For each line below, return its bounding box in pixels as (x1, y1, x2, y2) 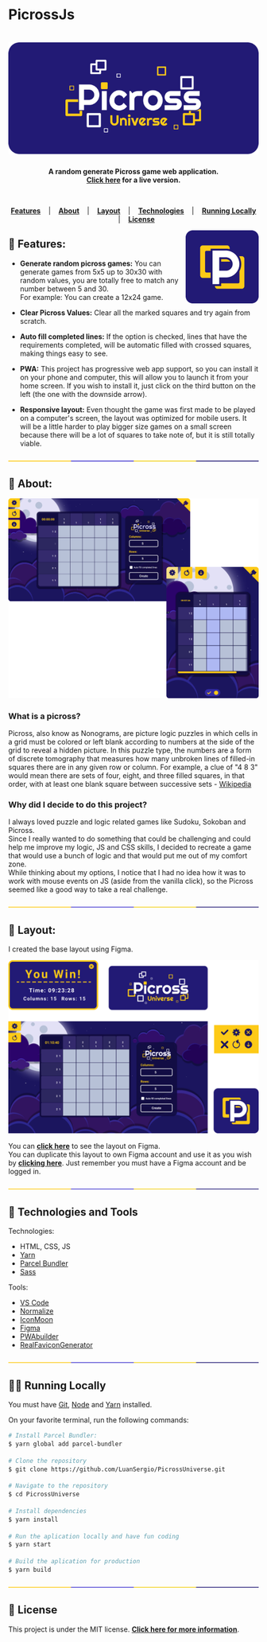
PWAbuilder (19, 1332, 60, 1341)
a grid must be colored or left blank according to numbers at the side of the (8, 737, 255, 746)
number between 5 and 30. (19, 284, 109, 294)
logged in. (8, 1167, 41, 1177)
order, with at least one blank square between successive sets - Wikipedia (8, 779, 252, 788)
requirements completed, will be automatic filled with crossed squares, (19, 340, 252, 349)
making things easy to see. (19, 348, 109, 358)
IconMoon (19, 1315, 53, 1325)
